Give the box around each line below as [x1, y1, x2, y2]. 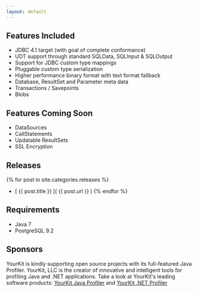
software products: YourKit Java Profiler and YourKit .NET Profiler [6, 279, 168, 286]
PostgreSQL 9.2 [14, 227, 54, 234]
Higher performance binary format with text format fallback [14, 72, 161, 79]
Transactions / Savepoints [14, 85, 79, 92]
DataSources [14, 124, 47, 131]
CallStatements [14, 131, 52, 138]
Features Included [6, 31, 75, 41]
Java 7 [14, 220, 32, 228]
